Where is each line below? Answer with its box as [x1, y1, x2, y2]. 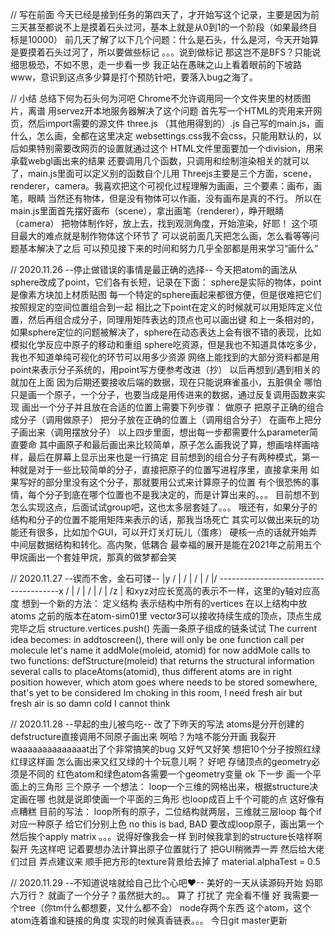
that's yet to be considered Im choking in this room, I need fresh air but [10, 687, 303, 698]
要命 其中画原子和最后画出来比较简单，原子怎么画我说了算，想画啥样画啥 [18, 439, 320, 450]
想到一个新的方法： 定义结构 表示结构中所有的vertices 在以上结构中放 [21, 598, 308, 609]
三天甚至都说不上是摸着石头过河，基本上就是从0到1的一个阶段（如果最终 [10, 21, 309, 33]
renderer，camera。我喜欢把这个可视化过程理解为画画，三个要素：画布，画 [10, 180, 323, 192]
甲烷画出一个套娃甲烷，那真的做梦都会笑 [10, 551, 177, 563]
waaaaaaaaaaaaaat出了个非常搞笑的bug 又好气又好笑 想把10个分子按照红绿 [10, 743, 321, 755]
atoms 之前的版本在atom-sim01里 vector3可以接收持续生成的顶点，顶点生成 [10, 610, 322, 622]
